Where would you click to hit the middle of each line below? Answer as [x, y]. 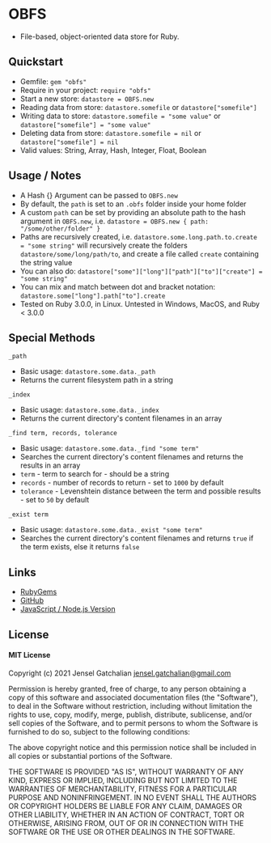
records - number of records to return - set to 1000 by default [122, 483]
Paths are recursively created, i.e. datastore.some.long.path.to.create [138, 236]
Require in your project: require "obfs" [85, 90]
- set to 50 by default [55, 500]
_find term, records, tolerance [63, 434]
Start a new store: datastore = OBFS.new [87, 99]
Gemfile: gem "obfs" [53, 81]
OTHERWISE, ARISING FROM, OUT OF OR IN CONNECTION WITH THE [126, 823]
